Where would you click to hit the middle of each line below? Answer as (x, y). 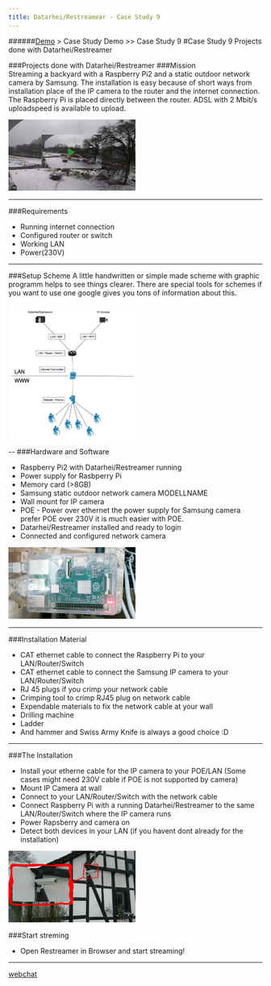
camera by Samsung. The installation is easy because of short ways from (130, 82)
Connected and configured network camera (93, 536)
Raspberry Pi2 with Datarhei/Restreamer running (101, 467)
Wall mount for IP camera (62, 502)
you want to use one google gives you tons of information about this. (123, 293)
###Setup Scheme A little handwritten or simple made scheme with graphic (134, 276)
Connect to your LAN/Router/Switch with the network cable (119, 796)
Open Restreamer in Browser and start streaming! (102, 950)
